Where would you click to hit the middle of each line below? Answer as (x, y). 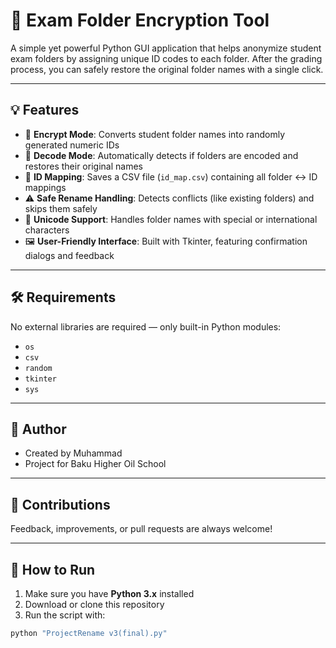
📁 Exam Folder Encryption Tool (140, 20)
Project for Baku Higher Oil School (95, 464)
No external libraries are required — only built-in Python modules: (146, 326)
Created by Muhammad (73, 453)
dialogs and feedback (69, 255)
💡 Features (45, 110)
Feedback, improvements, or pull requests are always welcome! (141, 529)
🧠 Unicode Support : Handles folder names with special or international (171, 219)
